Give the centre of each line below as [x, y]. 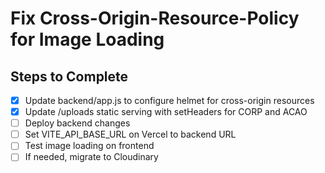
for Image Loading [87, 39]
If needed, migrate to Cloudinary [91, 157]
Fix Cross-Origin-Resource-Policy [155, 18]
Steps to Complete [69, 76]
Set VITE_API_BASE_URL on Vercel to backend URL [130, 134]
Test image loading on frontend [89, 146]
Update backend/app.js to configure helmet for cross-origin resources [169, 100]
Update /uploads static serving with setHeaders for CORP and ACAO [166, 112]
